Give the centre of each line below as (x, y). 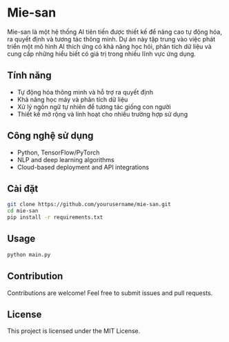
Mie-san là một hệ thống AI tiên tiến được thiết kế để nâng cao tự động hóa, (114, 32)
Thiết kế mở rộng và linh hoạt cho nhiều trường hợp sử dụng (102, 114)
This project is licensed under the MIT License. (74, 331)
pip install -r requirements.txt (55, 218)
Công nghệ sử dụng (50, 136)
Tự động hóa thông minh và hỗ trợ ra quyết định (85, 92)
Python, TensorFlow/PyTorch (58, 152)
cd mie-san (23, 211)
